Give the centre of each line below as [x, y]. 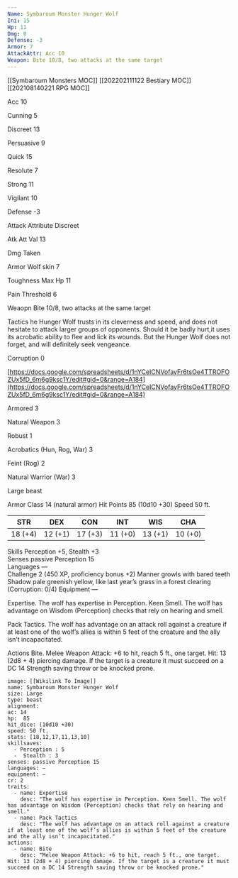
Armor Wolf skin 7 [34, 266]
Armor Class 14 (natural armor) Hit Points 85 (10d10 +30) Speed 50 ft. [109, 504]
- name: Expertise [41, 793]
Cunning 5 [22, 115]
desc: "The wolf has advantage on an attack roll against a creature [125, 824]
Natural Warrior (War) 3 [41, 477]
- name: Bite [33, 849]
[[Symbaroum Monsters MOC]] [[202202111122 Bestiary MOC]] [99, 80]
